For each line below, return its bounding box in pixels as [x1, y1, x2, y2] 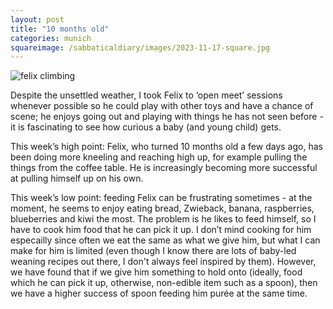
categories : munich [10, 33, 92, 43]
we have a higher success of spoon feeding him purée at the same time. [10, 287, 308, 300]
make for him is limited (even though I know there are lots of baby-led [10, 245, 297, 257]
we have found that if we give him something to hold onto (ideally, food [10, 266, 303, 278]
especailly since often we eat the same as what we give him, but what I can [10, 234, 321, 246]
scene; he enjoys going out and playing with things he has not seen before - [10, 111, 324, 123]
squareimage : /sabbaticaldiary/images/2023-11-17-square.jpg [10, 42, 271, 53]
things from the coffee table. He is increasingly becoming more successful [10, 162, 318, 174]
